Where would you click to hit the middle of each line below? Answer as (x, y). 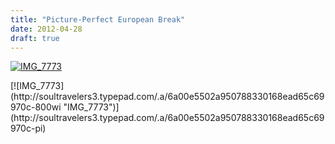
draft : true (35, 38)
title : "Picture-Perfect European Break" (98, 19)
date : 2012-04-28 (46, 29)
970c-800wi (36, 107)
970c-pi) (28, 128)
